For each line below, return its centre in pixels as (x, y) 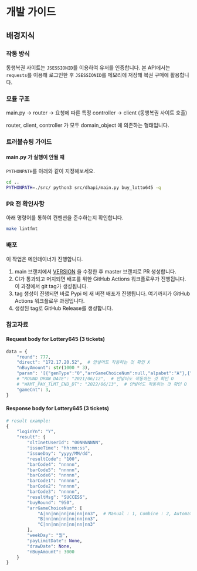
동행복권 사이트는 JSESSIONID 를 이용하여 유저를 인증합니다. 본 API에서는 (88, 67)
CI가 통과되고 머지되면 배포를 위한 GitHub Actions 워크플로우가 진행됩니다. (100, 279)
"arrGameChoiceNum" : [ (55, 508)
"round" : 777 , (34, 357)
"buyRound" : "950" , (51, 502)
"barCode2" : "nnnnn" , (54, 486)
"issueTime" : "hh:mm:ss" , (59, 448)
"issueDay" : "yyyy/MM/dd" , (60, 453)
